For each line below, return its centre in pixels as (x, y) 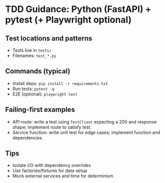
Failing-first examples (40, 110)
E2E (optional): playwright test (45, 94)
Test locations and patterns (49, 38)
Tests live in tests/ (32, 50)
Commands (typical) (38, 71)
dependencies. (28, 137)
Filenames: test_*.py (34, 55)
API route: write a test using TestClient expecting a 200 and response (84, 121)
